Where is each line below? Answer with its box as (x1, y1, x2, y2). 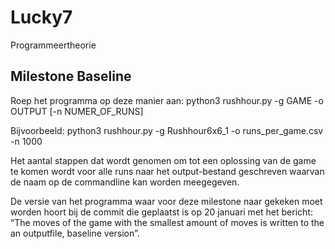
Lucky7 (10, 6, 73, 29)
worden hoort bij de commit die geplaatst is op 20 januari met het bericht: (10, 206, 313, 218)
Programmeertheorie (10, 39, 97, 51)
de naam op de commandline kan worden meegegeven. (10, 176, 240, 188)
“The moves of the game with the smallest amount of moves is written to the (10, 216, 325, 228)
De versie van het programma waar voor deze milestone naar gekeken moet (10, 195, 323, 207)
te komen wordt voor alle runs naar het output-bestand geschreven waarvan (10, 165, 325, 177)
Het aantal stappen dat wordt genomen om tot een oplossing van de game (10, 154, 317, 166)
